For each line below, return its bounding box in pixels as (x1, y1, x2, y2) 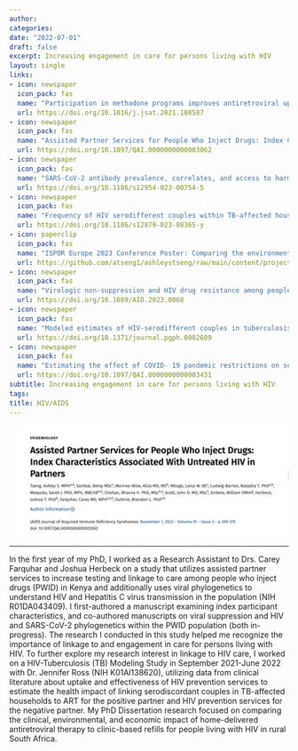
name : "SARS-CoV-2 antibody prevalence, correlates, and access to (17, 173, 272, 182)
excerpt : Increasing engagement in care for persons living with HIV (9, 52, 272, 61)
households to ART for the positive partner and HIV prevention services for (9, 696, 283, 707)
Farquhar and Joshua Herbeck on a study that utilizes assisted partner (9, 563, 267, 574)
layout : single (9, 61, 66, 70)
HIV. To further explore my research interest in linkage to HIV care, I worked (9, 649, 286, 659)
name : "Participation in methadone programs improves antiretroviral (17, 99, 279, 108)
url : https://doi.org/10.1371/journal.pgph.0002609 (17, 333, 213, 342)
